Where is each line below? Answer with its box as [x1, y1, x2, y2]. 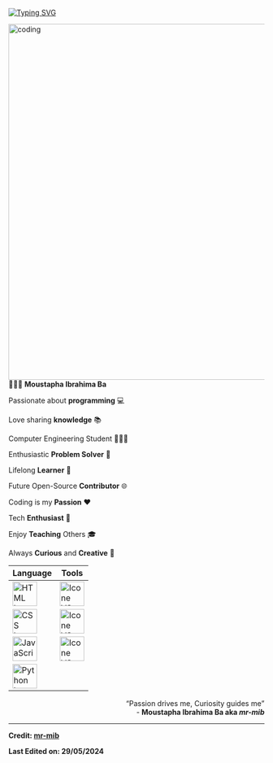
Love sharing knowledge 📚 [8, 415, 102, 425]
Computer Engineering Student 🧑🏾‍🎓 [8, 434, 128, 443]
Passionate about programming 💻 [8, 395, 125, 405]
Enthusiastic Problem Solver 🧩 [8, 450, 111, 459]
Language [12, 568, 53, 578]
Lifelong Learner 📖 [8, 465, 71, 475]
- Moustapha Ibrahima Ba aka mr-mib [136, 708, 265, 717]
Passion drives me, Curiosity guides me [128, 699, 262, 708]
